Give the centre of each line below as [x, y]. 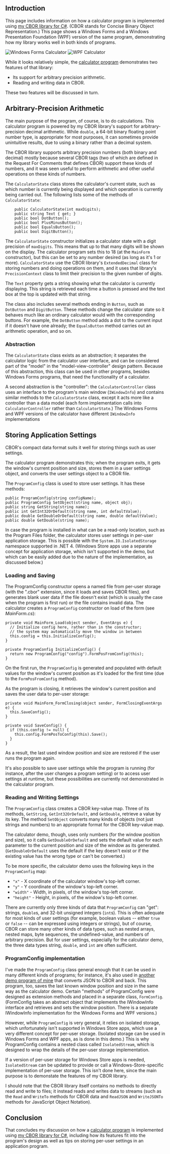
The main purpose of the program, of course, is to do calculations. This [80, 121]
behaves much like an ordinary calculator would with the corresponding [80, 314]
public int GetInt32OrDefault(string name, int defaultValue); [74, 511]
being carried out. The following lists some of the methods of [69, 194]
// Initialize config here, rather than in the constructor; [76, 627]
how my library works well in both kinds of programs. [61, 42]
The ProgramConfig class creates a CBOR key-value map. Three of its [77, 809]
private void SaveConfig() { [36, 726]
